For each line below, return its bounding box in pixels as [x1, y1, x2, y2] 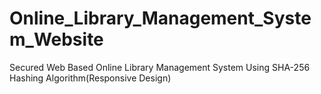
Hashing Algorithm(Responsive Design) [9, 72, 172, 84]
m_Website [9, 28, 104, 51]
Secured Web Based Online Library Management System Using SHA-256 [9, 61, 311, 73]
